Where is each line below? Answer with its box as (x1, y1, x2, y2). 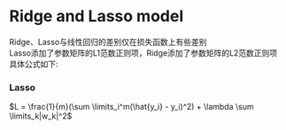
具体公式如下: (9, 58, 59, 69)
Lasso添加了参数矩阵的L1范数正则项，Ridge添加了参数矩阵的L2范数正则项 (9, 47, 278, 58)
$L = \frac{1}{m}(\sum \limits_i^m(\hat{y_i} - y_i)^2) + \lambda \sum (9, 102, 254, 112)
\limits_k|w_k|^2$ (9, 111, 73, 121)
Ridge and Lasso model (9, 6, 184, 27)
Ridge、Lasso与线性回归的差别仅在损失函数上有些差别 (9, 36, 207, 47)
